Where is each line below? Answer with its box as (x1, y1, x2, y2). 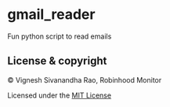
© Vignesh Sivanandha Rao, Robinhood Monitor (7, 75, 162, 84)
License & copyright (7, 54, 107, 68)
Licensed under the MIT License (7, 90, 111, 100)
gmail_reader (7, 6, 96, 24)
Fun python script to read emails (7, 31, 112, 41)
